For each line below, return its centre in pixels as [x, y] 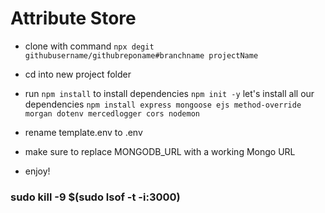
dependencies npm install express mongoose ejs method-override [163, 104]
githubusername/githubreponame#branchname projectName [141, 55]
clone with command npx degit [89, 46]
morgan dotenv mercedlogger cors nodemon [112, 113]
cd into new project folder [78, 74]
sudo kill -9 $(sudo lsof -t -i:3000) [95, 197]
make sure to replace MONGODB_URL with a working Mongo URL [160, 151]
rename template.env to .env [83, 132]
